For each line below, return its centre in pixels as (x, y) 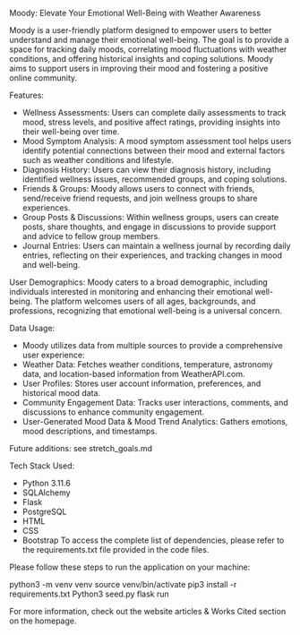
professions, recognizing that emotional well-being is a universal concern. (146, 311)
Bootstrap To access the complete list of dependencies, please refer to (153, 540)
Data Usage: (32, 328)
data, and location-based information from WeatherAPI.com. (133, 374)
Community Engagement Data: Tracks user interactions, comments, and (155, 403)
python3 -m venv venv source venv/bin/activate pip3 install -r (123, 584)
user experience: (53, 355)
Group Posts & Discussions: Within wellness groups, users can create (150, 217)
